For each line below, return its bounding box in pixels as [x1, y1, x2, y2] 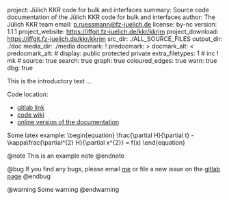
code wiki [16, 111, 44, 119]
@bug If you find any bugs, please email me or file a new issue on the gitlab [7, 165, 221, 173]
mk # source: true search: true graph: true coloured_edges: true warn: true [7, 57, 217, 64]
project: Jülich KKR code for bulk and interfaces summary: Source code [7, 6, 210, 14]
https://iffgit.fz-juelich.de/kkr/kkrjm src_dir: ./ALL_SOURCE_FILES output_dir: [7, 35, 223, 43]
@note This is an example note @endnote [7, 152, 125, 160]
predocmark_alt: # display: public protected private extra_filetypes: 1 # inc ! [7, 49, 219, 57]
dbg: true [7, 64, 33, 72]
